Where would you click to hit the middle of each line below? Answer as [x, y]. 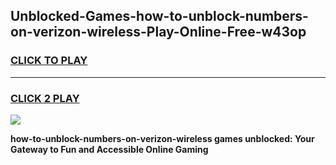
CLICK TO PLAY [49, 61]
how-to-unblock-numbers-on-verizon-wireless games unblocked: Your [162, 138]
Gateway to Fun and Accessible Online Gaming [109, 149]
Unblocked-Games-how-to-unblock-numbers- [159, 16]
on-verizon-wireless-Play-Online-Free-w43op [158, 32]
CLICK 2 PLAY [45, 98]
